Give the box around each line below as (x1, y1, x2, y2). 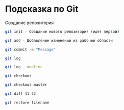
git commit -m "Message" (5, 47, 56, 52)
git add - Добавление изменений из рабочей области (5, 38, 113, 43)
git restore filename (5, 100, 50, 105)
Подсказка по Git (5, 3, 78, 15)
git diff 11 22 (5, 91, 36, 96)
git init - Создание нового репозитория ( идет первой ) (5, 29, 120, 34)
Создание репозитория (5, 20, 54, 26)
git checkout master (5, 82, 48, 87)
